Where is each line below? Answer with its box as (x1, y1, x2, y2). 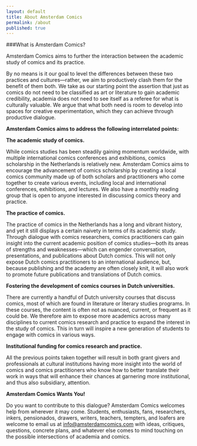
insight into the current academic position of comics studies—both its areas (6, 239, 189, 247)
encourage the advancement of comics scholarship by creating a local (6, 167, 176, 174)
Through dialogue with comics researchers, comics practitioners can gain (6, 234, 185, 241)
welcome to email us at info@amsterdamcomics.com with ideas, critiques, (6, 421, 185, 428)
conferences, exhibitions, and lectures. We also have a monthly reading (6, 186, 179, 193)
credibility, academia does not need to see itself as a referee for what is (6, 95, 179, 102)
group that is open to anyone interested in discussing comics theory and (6, 192, 181, 199)
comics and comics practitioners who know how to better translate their (6, 367, 180, 374)
